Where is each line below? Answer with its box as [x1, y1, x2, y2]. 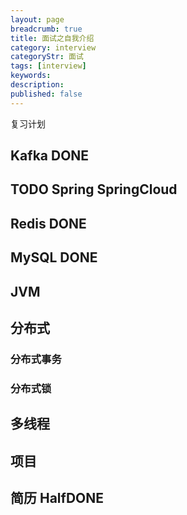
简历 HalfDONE [10, 489, 105, 506]
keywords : [10, 71, 52, 81]
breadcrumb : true [10, 24, 83, 34]
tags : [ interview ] [10, 61, 87, 71]
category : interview [10, 42, 97, 53]
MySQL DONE [10, 249, 98, 266]
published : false [10, 89, 83, 99]
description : [10, 80, 65, 90]
